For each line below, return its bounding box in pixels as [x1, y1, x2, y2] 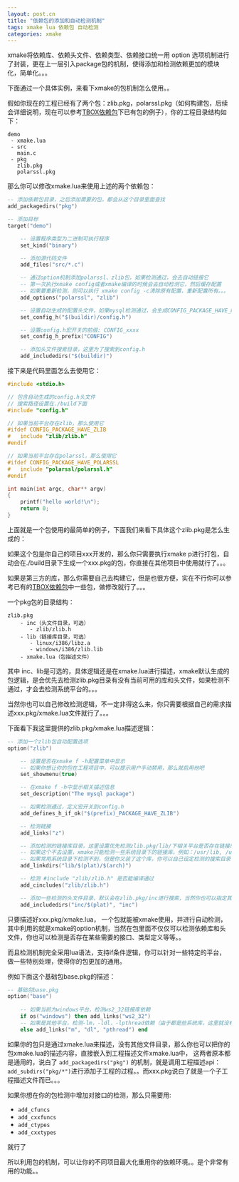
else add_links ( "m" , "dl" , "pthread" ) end [20, 1026, 148, 1033]
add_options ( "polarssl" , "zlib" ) [20, 294, 119, 301]
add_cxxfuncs [17, 1114, 57, 1121]
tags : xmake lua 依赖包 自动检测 [7, 24, 99, 31]
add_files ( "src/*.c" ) [20, 261, 84, 268]
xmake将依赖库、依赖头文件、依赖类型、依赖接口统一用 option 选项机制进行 [7, 51, 230, 59]
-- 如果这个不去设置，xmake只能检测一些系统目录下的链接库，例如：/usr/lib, [20, 849, 223, 856]
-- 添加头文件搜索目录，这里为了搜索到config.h [20, 346, 146, 353]
